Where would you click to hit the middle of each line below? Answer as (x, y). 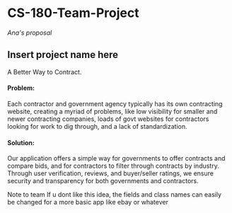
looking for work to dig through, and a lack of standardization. (97, 126)
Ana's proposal (30, 33)
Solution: (21, 142)
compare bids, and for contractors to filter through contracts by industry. (113, 166)
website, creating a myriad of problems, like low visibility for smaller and (112, 111)
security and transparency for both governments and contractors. (103, 181)
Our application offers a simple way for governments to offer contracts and (116, 159)
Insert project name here (63, 55)
